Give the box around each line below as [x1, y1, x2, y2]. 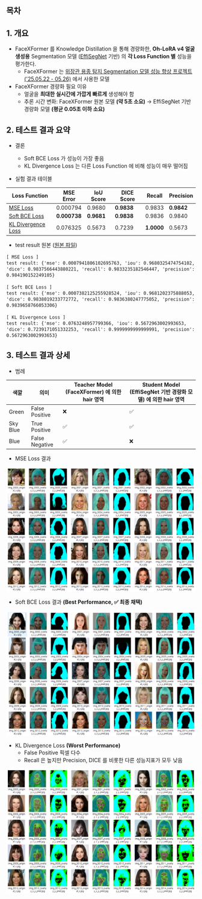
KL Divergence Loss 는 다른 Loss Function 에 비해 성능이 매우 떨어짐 [23, 162, 188, 170]
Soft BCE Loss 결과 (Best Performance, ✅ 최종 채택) [14, 598, 142, 606]
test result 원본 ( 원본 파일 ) [14, 241, 78, 248]
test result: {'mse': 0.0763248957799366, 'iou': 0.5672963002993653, [6, 320, 187, 327]
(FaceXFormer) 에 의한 [65, 388, 121, 396]
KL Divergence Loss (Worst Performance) [14, 742, 121, 749]
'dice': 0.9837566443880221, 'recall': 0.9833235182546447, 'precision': [6, 266, 195, 272]
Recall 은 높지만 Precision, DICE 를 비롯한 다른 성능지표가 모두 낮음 [23, 756, 183, 763]
